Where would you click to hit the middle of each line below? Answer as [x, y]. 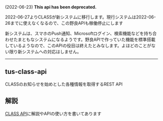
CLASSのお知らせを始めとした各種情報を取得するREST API [64, 84]
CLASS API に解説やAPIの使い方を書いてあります [53, 113]
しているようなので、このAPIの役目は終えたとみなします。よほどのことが [78, 45]
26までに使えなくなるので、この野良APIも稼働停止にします [64, 23]
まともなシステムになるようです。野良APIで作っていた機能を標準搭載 [87, 39]
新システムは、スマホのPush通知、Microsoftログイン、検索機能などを [74, 33]
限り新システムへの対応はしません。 [45, 52]
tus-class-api [26, 72]
